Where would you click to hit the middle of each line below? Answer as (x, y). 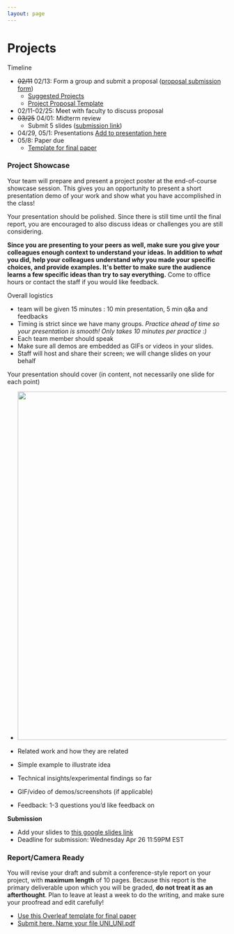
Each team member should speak (65, 338)
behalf (26, 360)
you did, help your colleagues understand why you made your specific (111, 259)
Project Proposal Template (65, 103)
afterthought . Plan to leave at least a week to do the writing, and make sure (116, 895)
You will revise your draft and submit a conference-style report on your (109, 873)
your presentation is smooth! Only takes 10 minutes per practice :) (112, 331)
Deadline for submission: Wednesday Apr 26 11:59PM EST (101, 839)
